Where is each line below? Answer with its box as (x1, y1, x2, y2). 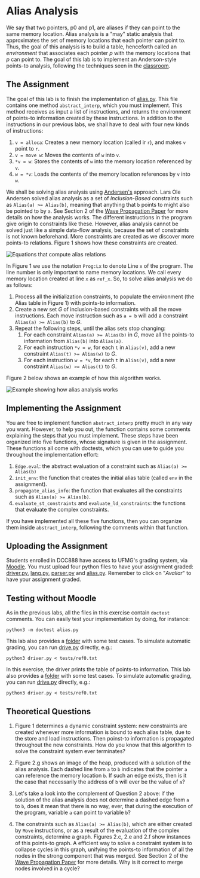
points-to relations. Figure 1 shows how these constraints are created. (6, 239, 178, 246)
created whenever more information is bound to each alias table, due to (14, 729, 191, 736)
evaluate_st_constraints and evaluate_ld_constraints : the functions (14, 499, 186, 506)
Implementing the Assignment (6, 403, 121, 414)
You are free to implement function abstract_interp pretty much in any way (6, 419, 193, 426)
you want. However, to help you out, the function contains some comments (6, 426, 191, 433)
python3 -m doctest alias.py (6, 627, 79, 633)
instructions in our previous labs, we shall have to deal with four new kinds (6, 121, 189, 128)
